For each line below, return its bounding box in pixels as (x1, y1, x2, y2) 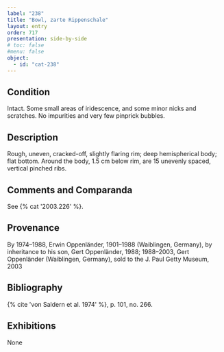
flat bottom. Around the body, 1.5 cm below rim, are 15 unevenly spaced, (7, 157, 211, 165)
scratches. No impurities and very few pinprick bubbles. (7, 112, 166, 120)
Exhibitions (7, 320, 56, 332)
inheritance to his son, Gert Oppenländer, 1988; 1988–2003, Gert (7, 247, 190, 255)
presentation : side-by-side (7, 36, 88, 42)
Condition (7, 86, 50, 98)
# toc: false (7, 42, 45, 49)
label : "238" (7, 10, 45, 17)
